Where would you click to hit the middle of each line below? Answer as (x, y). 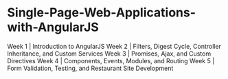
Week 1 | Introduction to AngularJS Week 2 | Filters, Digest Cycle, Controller (114, 46)
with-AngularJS (53, 27)
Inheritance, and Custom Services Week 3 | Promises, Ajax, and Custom (109, 54)
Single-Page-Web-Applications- (102, 13)
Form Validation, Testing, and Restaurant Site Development (90, 68)
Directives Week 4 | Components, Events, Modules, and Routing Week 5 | (111, 60)
